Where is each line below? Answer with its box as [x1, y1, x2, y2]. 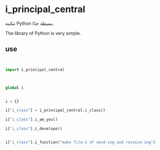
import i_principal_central [5, 67, 65, 72]
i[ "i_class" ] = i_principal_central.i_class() [5, 108, 106, 113]
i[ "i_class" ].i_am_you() [5, 117, 58, 122]
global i [5, 85, 24, 90]
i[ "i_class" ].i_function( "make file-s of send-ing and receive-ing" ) [5, 140, 156, 145]
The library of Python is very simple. [5, 30, 81, 36]
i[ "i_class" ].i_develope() [5, 126, 62, 131]
